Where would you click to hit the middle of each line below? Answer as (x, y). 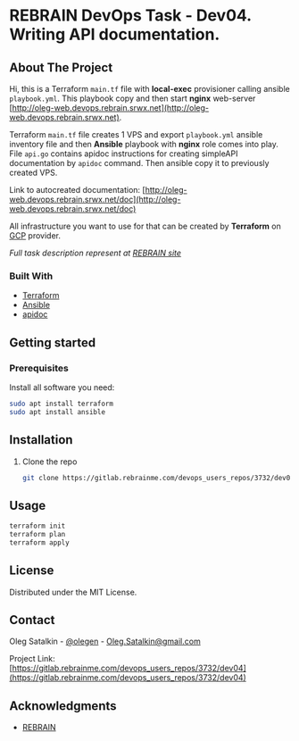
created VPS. (33, 172)
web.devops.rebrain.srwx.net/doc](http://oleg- (95, 199)
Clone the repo (50, 462)
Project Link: (32, 659)
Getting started (53, 342)
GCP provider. (35, 236)
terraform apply (39, 542)
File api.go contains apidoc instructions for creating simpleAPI (124, 154)
